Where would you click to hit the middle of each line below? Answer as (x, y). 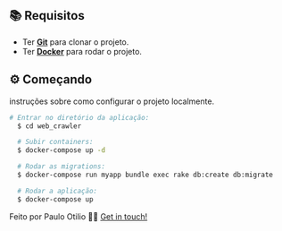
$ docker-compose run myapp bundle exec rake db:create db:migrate (145, 175)
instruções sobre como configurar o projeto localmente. (112, 101)
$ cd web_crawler (50, 126)
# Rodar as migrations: (61, 167)
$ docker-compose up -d (61, 150)
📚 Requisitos (47, 16)
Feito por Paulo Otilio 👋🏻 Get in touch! (79, 216)
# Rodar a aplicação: (58, 191)
